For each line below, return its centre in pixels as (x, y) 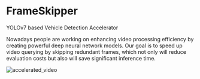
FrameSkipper (42, 11)
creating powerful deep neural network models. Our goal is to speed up (94, 45)
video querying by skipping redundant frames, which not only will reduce (96, 51)
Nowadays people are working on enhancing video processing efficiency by (100, 39)
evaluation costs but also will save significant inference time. (81, 58)
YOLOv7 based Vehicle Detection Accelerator (62, 28)
